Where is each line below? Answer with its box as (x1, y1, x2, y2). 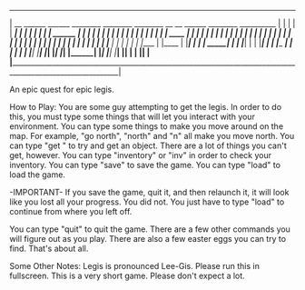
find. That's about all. (9, 243, 89, 254)
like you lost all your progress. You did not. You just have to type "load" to (9, 196, 285, 207)
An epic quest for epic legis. (9, 84, 115, 95)
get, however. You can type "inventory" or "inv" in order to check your (9, 150, 272, 160)
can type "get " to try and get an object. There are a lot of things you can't (9, 140, 288, 151)
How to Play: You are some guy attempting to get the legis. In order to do (9, 102, 282, 112)
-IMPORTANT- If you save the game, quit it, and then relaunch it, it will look (9, 187, 290, 197)
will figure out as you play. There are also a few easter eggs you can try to (9, 234, 287, 244)
